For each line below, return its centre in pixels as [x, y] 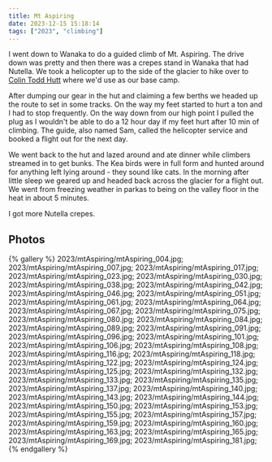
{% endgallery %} [39, 449]
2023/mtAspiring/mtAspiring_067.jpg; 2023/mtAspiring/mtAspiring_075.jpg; [135, 311]
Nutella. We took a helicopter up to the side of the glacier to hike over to [129, 72]
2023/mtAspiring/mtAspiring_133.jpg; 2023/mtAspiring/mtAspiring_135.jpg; [133, 380]
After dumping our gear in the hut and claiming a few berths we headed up [133, 96]
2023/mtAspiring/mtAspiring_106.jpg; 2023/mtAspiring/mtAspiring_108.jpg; [134, 346]
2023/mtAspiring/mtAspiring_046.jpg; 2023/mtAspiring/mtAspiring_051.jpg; [135, 294]
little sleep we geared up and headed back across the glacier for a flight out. [136, 181]
